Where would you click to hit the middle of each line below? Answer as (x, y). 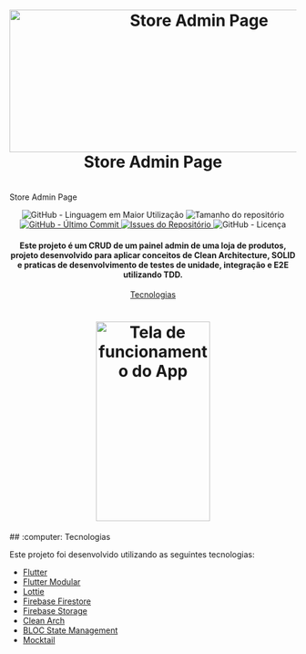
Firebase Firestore (56, 601)
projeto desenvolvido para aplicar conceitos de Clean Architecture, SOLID (153, 254)
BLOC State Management (70, 630)
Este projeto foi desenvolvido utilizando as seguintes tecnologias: (132, 555)
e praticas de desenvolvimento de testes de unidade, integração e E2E (153, 265)
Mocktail (39, 640)
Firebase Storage (55, 611)
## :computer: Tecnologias (60, 537)
